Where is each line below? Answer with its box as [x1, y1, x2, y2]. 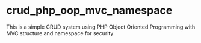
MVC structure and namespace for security [6, 29, 114, 36]
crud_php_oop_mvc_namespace [6, 4, 173, 17]
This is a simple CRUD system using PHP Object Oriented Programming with [6, 23, 196, 30]
